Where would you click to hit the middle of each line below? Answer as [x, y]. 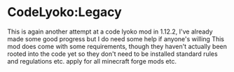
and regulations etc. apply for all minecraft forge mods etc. [92, 61]
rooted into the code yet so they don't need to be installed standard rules [113, 54]
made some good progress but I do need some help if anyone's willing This [116, 38]
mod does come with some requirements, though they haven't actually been [117, 46]
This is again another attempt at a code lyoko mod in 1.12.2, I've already [110, 31]
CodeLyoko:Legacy [65, 12]
